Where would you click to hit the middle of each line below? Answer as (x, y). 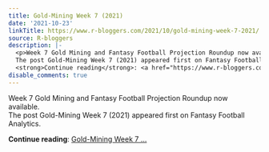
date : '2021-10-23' (41, 23)
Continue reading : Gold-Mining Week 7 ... (78, 139)
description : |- (35, 46)
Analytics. (25, 123)
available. (24, 106)
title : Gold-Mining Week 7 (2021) (66, 16)
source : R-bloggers (41, 38)
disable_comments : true (48, 75)
